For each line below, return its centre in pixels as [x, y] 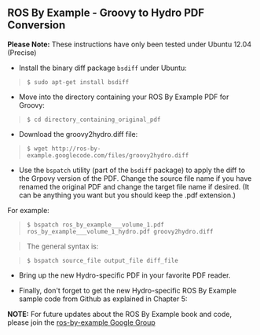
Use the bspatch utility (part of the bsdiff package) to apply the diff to [132, 170]
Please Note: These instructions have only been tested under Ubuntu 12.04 [130, 44]
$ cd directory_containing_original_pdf [93, 120]
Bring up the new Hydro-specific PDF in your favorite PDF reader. [125, 275]
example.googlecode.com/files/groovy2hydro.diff [108, 155]
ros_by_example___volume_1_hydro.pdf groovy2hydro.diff [120, 231]
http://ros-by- [76, 149]
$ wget [37, 149]
